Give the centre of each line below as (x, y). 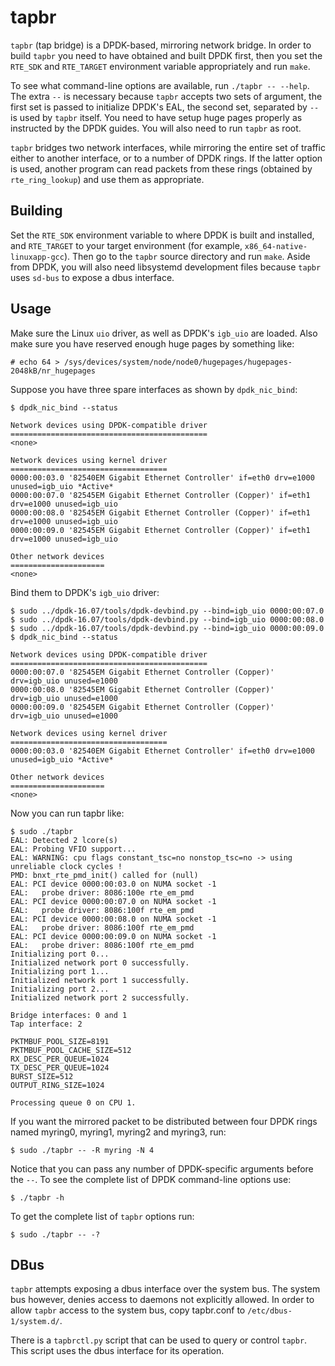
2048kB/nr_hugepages (53, 371)
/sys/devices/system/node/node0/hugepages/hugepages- (178, 362)
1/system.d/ (35, 1322)
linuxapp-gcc (37, 257)
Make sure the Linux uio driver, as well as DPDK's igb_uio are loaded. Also (164, 333)
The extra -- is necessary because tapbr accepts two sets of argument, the (166, 96)
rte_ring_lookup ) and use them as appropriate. (107, 179)
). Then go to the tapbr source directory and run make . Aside (187, 256)
